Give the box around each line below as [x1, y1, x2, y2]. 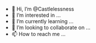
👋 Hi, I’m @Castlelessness [11, 6, 74, 12]
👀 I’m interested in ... [11, 12, 61, 19]
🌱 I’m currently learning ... [11, 18, 74, 24]
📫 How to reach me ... [11, 31, 66, 37]
